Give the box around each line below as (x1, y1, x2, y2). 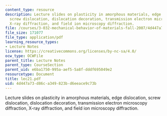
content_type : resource (5, 7, 55, 12)
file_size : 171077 (5, 30, 43, 35)
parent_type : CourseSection (5, 62, 64, 67)
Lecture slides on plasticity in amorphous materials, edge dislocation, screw (5, 95, 161, 101)
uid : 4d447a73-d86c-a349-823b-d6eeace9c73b (5, 81, 97, 86)
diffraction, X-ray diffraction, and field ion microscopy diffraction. (5, 105, 139, 111)
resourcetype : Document (5, 72, 55, 77)
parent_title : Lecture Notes (5, 58, 66, 63)
